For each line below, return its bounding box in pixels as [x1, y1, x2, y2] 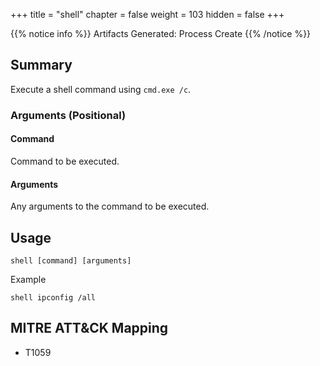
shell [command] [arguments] [10, 255, 132, 266]
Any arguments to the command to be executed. [10, 200, 210, 213]
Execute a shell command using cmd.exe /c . [10, 83, 192, 95]
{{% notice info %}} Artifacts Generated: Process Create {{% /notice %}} [10, 28, 312, 39]
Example [10, 273, 47, 285]
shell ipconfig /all [10, 292, 97, 303]
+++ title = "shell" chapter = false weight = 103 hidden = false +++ [10, 9, 285, 20]
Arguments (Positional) [10, 108, 127, 122]
